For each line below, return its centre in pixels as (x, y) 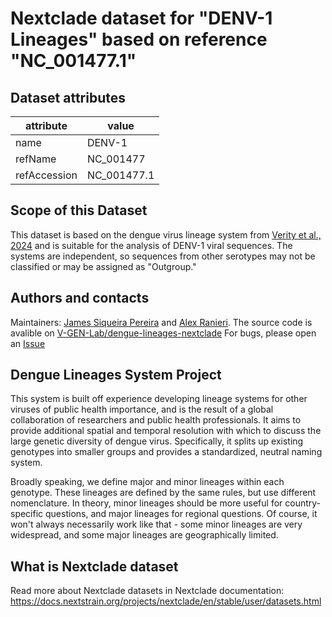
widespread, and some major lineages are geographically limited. (144, 535)
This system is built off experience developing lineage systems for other (159, 399)
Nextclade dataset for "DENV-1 (141, 18)
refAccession (46, 175)
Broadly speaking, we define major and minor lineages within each (147, 482)
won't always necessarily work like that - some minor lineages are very (156, 524)
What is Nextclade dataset (94, 566)
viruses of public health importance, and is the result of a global (142, 409)
